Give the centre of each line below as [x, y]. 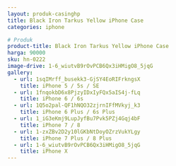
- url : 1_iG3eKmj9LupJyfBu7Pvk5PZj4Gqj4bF [77, 119]
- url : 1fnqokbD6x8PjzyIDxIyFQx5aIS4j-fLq [77, 93]
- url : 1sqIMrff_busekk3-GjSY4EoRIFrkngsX [77, 79]
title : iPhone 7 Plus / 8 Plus [66, 138]
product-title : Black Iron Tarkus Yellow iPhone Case [88, 47]
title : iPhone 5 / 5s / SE [60, 85]
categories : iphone [36, 27]
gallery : [20, 72]
